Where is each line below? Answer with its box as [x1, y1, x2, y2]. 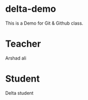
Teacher [5, 38, 41, 50]
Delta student [5, 90, 34, 96]
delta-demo [5, 3, 56, 15]
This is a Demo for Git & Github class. [5, 20, 83, 26]
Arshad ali [5, 55, 26, 61]
